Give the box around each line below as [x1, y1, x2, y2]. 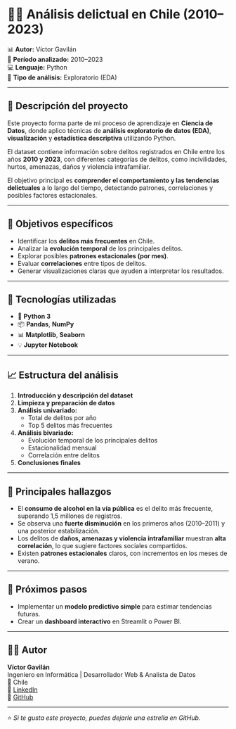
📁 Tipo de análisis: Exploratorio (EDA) [7, 73, 117, 82]
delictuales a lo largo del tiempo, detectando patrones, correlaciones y [7, 183, 214, 192]
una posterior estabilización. [17, 527, 100, 535]
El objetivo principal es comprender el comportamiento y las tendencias [7, 176, 220, 184]
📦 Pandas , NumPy [17, 320, 74, 329]
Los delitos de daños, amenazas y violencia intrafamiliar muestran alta [17, 534, 226, 543]
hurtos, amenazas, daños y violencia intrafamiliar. [7, 162, 151, 171]
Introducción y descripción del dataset [17, 391, 133, 400]
